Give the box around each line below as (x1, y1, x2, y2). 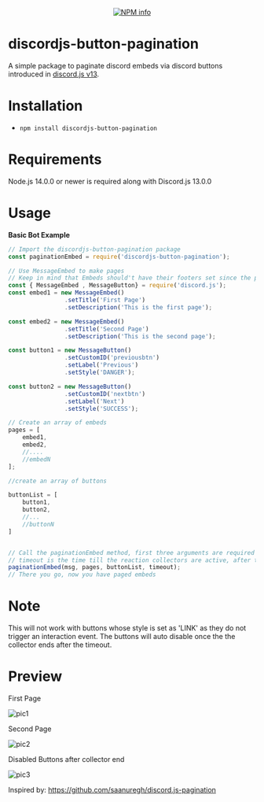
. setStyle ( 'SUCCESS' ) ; (64, 405, 139, 412)
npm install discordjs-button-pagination (19, 124, 157, 132)
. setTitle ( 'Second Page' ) (64, 325, 149, 333)
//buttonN (22, 520, 55, 528)
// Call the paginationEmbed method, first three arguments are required (8, 549, 255, 556)
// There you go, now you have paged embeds (8, 571, 156, 578)
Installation (8, 97, 83, 115)
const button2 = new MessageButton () (8, 383, 132, 390)
